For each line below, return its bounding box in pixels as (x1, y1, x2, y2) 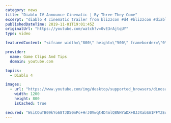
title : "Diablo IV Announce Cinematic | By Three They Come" (5, 12, 138, 17)
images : (5, 82, 22, 87)
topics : (5, 68, 22, 73)
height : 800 (14, 96, 40, 101)
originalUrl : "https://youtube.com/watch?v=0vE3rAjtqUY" (5, 26, 129, 32)
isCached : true (14, 101, 47, 106)
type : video (5, 31, 31, 36)
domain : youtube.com (10, 59, 53, 64)
